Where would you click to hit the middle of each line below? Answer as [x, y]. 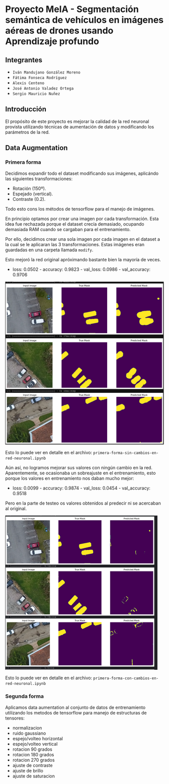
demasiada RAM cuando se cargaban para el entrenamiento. [68, 229]
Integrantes [24, 60]
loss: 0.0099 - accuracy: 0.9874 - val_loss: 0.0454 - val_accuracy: [81, 488]
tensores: [15, 718]
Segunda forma [25, 696]
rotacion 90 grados [32, 749]
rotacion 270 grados [33, 760]
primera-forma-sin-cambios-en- [126, 453]
